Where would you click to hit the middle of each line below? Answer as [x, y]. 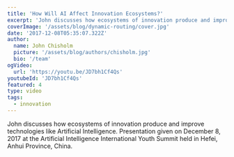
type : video [24, 91]
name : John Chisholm [43, 46]
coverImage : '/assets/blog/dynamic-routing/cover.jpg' [88, 26]
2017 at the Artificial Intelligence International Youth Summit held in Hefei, [112, 138]
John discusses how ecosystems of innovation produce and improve [106, 124]
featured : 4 [24, 85]
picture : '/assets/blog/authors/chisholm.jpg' [82, 53]
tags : [15, 98]
